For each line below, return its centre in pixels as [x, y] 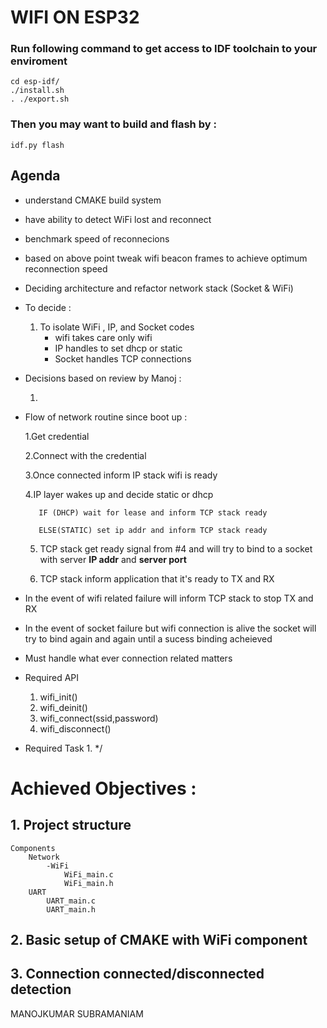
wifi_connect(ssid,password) [99, 718]
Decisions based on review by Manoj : [103, 378]
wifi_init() [58, 697]
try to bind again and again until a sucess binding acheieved [148, 638]
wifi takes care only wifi [103, 337]
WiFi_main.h [88, 883]
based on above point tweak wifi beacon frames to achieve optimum [166, 258]
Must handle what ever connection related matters [128, 658]
